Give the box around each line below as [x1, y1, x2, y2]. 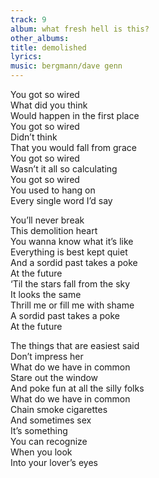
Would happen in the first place [10, 110, 140, 121]
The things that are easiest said [10, 340, 140, 351]
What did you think [10, 99, 88, 111]
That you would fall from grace [10, 142, 137, 153]
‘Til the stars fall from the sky [10, 278, 131, 290]
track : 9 [10, 14, 47, 25]
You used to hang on [10, 184, 96, 196]
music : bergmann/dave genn [10, 61, 123, 71]
